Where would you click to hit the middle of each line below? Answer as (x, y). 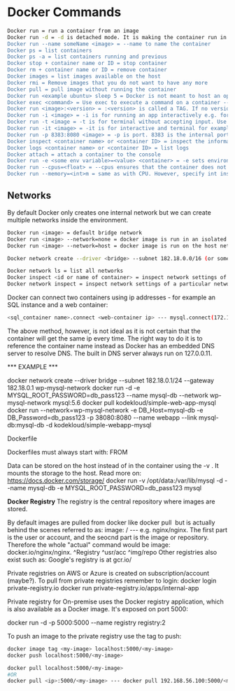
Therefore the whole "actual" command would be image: (89, 544)
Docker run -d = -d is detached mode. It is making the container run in (117, 37)
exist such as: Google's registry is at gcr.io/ (69, 560)
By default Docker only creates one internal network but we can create (109, 212)
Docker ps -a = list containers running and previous (87, 57)
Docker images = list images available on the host (84, 77)
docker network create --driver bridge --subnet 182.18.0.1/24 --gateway (111, 380)
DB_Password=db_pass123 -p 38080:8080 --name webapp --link (102, 418)
